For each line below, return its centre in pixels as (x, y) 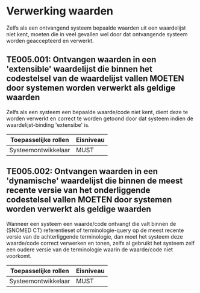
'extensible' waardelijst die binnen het (79, 69)
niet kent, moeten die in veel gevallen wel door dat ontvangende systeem (97, 34)
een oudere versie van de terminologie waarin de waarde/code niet (90, 250)
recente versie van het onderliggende (78, 191)
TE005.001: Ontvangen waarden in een (81, 60)
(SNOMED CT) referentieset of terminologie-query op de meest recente (95, 230)
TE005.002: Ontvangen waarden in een (82, 171)
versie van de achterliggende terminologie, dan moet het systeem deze (95, 236)
